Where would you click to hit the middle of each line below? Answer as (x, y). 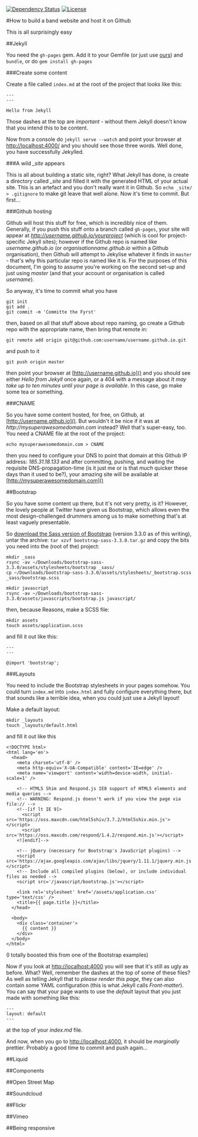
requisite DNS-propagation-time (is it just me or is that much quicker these (97, 468)
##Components (25, 1070)
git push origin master (35, 362)
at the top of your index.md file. (44, 1030)
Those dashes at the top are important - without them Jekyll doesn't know (97, 122)
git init (17, 302)
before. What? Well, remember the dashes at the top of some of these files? (98, 973)
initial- (162, 773)
